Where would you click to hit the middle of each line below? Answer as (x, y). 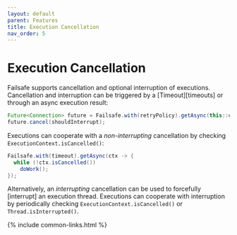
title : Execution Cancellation (53, 27)
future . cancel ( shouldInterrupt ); (56, 122)
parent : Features (33, 20)
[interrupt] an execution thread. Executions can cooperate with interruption (116, 196)
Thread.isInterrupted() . (43, 211)
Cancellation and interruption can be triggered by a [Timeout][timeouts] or (115, 95)
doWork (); (35, 169)
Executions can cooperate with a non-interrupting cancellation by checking (117, 135)
